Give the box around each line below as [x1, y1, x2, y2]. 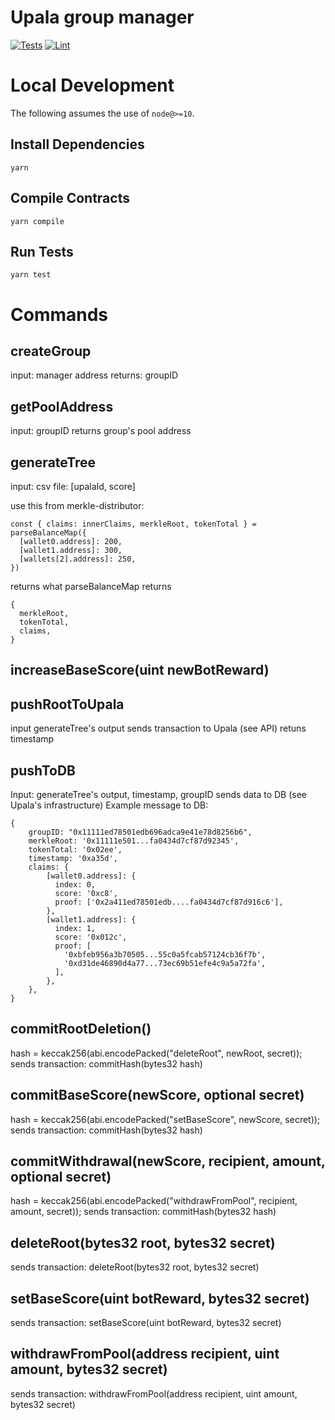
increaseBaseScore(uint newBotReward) [10, 662, 270, 679]
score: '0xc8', [54, 888, 118, 898]
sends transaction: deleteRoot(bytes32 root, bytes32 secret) [10, 1261, 260, 1273]
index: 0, [54, 879, 97, 890]
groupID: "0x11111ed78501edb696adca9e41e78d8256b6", [28, 827, 253, 837]
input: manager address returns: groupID [10, 369, 179, 381]
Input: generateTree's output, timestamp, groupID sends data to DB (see [10, 788, 308, 800]
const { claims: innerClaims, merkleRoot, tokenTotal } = [10, 519, 257, 529]
